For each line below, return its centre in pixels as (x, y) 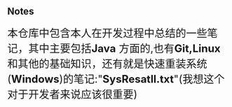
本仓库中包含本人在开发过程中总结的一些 (107, 33)
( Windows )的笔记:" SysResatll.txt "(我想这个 (116, 79)
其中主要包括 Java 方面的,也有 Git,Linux (124, 48)
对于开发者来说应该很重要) (73, 94)
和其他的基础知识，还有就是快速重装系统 (107, 64)
